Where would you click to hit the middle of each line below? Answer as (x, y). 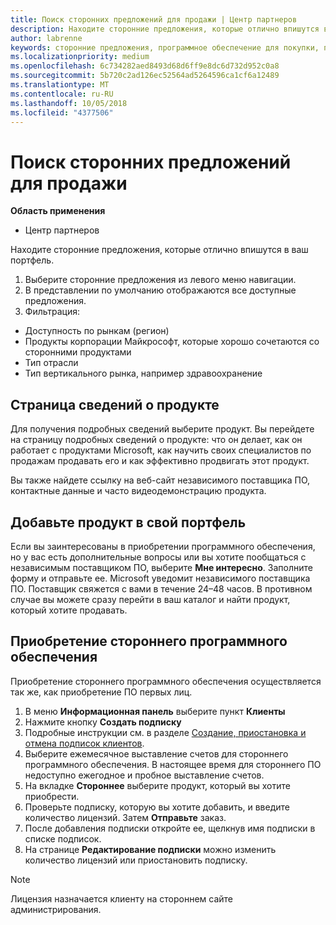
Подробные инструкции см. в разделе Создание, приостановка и (165, 732)
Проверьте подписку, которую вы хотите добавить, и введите (157, 807)
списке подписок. (63, 838)
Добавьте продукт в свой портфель (128, 522)
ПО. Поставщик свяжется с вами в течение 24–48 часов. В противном (161, 588)
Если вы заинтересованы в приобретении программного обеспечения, (163, 546)
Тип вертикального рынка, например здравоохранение (143, 373)
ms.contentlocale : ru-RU (62, 94)
